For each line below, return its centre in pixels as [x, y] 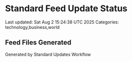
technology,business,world [32, 27]
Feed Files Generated [38, 43]
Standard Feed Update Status [66, 9]
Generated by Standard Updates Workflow [48, 54]
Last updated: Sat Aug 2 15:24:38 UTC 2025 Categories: [62, 22]
